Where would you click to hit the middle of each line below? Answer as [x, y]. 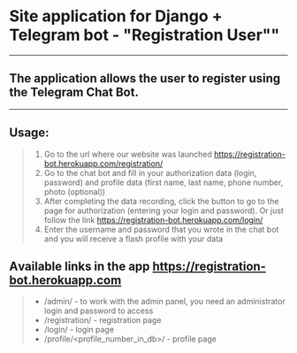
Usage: [30, 133]
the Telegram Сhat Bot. [74, 92]
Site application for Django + [116, 16]
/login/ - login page [79, 330]
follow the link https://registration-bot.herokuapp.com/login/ [153, 219]
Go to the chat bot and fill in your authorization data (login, [150, 173]
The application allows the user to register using [145, 78]
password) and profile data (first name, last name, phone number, [164, 182]
